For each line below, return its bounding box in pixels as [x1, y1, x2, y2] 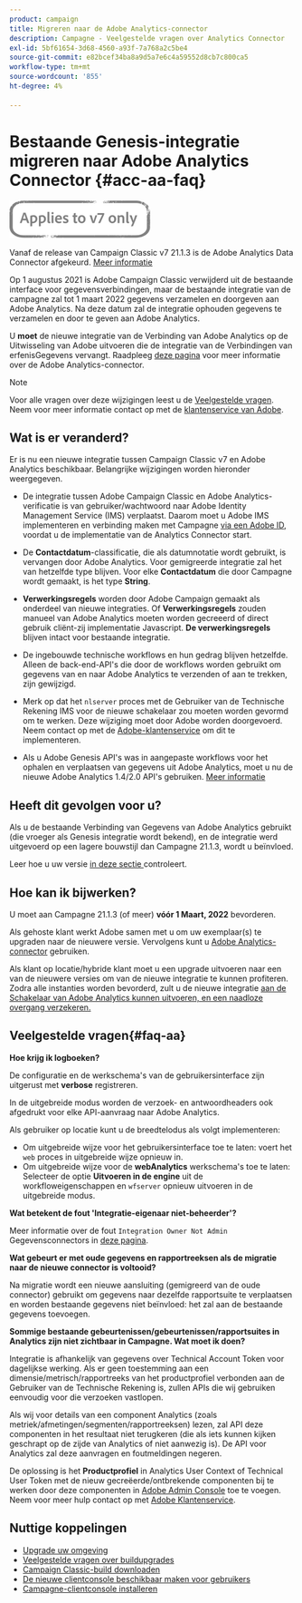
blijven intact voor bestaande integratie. [22, 632, 171, 643]
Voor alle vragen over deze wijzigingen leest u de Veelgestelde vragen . [9, 394, 274, 405]
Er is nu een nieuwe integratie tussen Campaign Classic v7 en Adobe [9, 454, 266, 465]
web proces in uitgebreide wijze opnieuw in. [22, 1151, 184, 1162]
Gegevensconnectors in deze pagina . [9, 1234, 149, 1246]
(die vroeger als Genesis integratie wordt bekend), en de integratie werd [9, 831, 278, 842]
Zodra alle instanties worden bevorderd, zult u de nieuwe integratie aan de [9, 983, 287, 993]
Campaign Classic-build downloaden [22, 1564, 161, 1575]
